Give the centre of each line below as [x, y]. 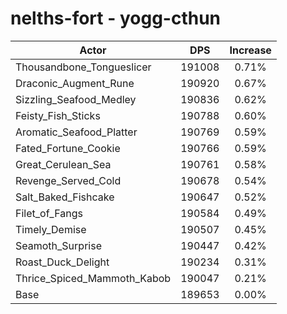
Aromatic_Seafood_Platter [76, 132]
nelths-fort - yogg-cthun [116, 18]
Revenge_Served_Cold [68, 180]
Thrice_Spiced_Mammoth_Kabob [93, 278]
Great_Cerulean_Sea [63, 164]
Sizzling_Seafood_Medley [76, 99]
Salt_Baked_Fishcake [65, 197]
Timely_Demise [51, 229]
